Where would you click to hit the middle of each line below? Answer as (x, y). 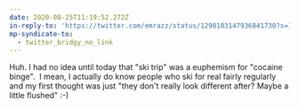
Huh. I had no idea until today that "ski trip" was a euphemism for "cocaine (146, 67)
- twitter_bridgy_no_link (65, 42)
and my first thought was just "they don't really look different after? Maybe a (149, 86)
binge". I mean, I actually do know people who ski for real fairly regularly (143, 77)
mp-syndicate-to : (41, 34)
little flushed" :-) (39, 96)
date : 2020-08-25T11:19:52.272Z (69, 17)
